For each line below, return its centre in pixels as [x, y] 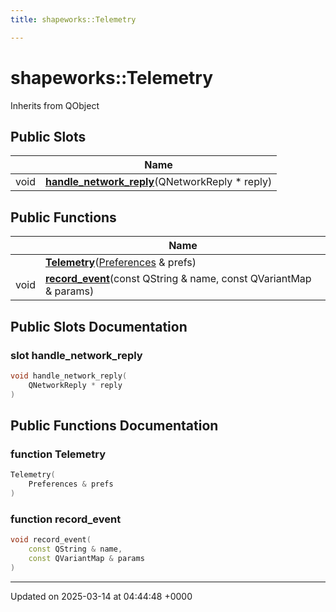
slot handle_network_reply [76, 355]
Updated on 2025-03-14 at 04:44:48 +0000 [101, 596]
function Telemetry [58, 454]
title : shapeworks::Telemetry [73, 19]
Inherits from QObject [55, 105]
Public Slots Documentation [99, 326]
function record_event [66, 519]
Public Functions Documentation [114, 425]
